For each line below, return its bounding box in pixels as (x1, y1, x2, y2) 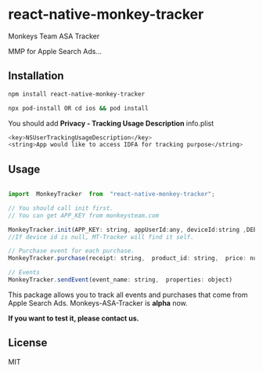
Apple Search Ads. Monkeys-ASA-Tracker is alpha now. (8, 298, 188, 307)
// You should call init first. (8, 204, 113, 212)
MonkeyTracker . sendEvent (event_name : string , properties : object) (8, 276, 233, 284)
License (8, 336, 48, 349)
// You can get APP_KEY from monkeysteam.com (8, 212, 159, 219)
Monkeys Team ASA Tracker (8, 31, 100, 41)
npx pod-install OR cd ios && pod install (8, 104, 149, 112)
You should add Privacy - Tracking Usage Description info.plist (8, 118, 214, 128)
